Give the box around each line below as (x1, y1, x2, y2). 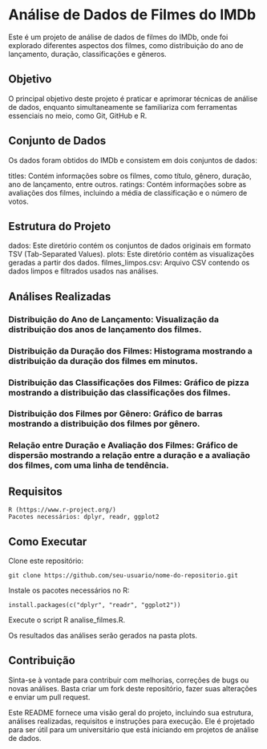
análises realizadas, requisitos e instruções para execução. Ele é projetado (8, 716, 255, 726)
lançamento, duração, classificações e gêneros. (8, 49, 167, 59)
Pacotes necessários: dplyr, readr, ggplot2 (8, 513, 160, 521)
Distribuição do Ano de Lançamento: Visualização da (8, 314, 219, 325)
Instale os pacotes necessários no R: (8, 585, 130, 595)
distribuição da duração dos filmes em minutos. (8, 355, 198, 366)
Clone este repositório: (8, 556, 84, 565)
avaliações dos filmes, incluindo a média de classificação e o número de (8, 188, 248, 197)
